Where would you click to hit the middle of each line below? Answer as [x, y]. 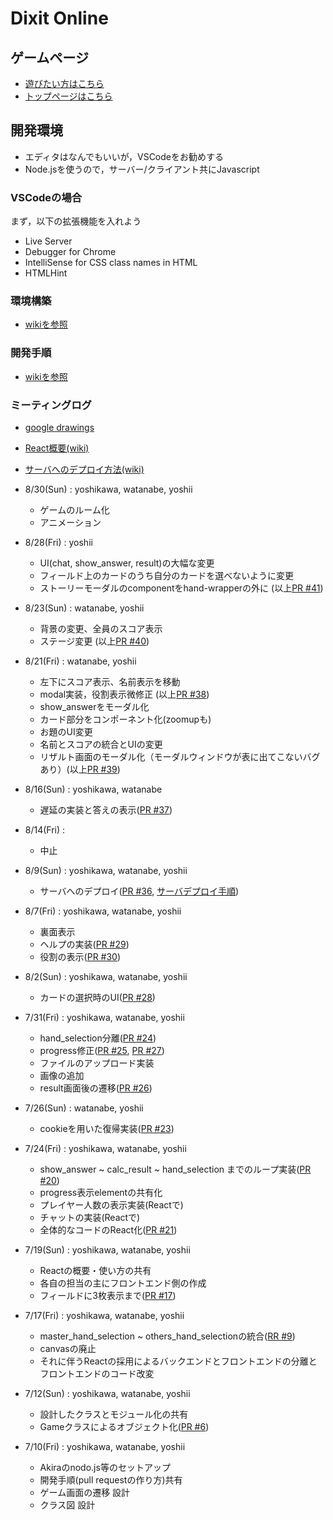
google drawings [59, 427]
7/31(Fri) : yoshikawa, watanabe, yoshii [104, 1017]
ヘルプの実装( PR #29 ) [84, 944]
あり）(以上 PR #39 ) [80, 769]
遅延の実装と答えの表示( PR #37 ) [106, 810]
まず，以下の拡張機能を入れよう [76, 221]
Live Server [48, 241]
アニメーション [70, 522]
